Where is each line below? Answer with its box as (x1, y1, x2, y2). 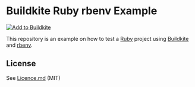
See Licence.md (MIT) (6, 74, 61, 81)
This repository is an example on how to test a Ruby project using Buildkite (6, 35, 189, 42)
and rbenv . (6, 41, 33, 49)
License (6, 59, 36, 69)
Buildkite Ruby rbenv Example (6, 4, 158, 18)
